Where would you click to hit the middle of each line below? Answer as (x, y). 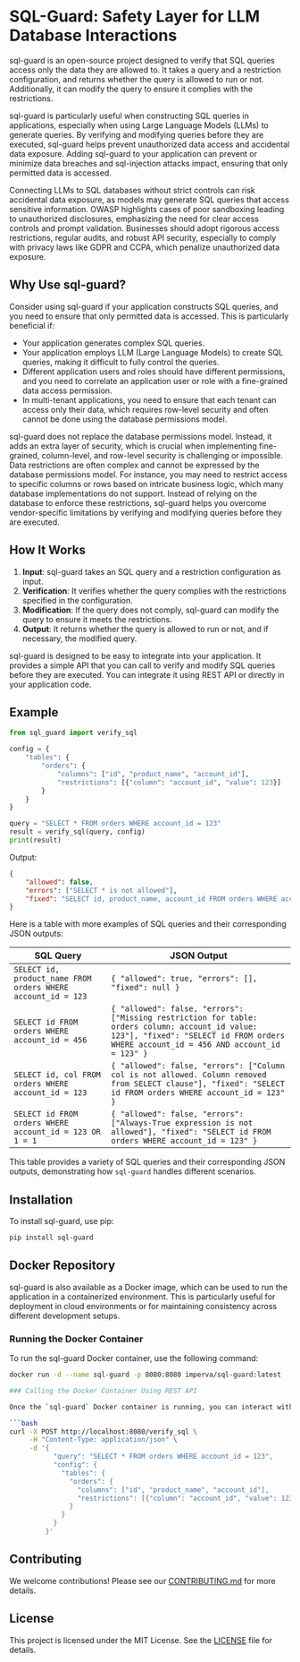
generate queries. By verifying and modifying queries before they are (137, 134)
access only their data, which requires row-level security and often (145, 409)
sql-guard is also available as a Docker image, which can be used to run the (149, 1287)
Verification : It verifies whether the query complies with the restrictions (154, 591)
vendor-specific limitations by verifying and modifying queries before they (146, 512)
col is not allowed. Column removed (189, 1075)
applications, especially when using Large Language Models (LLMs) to (139, 125)
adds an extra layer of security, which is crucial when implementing (133, 446)
